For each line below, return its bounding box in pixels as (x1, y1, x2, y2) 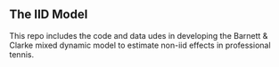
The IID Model (9, 7, 88, 22)
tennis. (9, 48, 34, 60)
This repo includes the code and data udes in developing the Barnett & (9, 30, 268, 41)
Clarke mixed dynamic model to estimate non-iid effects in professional (9, 40, 271, 50)
